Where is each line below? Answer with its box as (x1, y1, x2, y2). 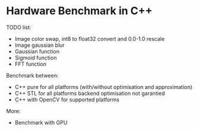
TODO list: (6, 24, 32, 31)
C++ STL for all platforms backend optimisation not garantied (14, 90, 165, 97)
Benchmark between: (6, 72, 59, 79)
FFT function (14, 60, 46, 68)
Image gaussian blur (14, 41, 65, 49)
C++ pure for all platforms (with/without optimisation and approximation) (14, 83, 193, 90)
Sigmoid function (14, 54, 57, 61)
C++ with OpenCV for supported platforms (14, 96, 120, 103)
